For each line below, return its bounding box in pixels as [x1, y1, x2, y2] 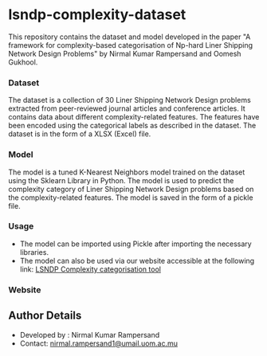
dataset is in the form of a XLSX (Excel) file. [8, 129, 151, 139]
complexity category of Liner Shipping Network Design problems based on [8, 184, 254, 194]
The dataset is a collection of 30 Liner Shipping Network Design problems [8, 96, 251, 105]
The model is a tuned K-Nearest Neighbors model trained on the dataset [8, 167, 245, 177]
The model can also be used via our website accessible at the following [19, 256, 255, 265]
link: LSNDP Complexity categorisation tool [19, 264, 162, 274]
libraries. [19, 247, 49, 256]
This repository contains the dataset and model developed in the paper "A [8, 32, 251, 41]
